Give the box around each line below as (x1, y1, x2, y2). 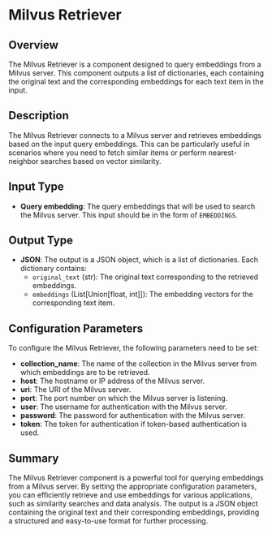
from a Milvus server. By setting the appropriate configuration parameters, (8, 481, 257, 492)
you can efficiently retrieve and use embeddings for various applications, (8, 490, 253, 500)
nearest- (208, 148, 237, 157)
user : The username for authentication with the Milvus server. (19, 402, 227, 411)
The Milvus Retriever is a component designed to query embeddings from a (8, 59, 261, 69)
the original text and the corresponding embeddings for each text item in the (8, 77, 264, 86)
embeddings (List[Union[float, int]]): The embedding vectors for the (32, 290, 254, 299)
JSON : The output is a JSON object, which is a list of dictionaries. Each (19, 255, 258, 265)
